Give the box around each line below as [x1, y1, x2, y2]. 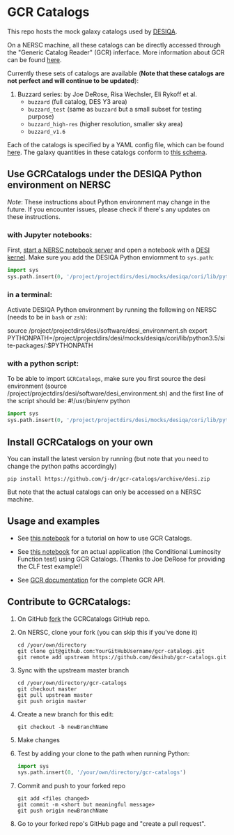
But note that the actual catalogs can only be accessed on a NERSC [7, 488, 202, 496]
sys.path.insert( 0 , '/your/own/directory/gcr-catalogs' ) [17, 769, 187, 776]
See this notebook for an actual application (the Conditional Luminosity [17, 547, 221, 555]
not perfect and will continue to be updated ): [7, 76, 139, 84]
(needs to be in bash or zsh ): [7, 313, 88, 322]
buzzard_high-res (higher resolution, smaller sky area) [27, 119, 183, 128]
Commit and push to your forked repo [17, 782, 126, 790]
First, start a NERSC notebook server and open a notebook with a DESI [7, 246, 210, 255]
